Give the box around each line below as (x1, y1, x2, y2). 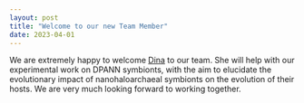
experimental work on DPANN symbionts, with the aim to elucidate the (9, 64, 272, 75)
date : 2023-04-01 (9, 30, 75, 39)
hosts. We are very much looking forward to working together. (9, 83, 242, 95)
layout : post (9, 13, 59, 23)
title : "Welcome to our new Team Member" (9, 22, 169, 31)
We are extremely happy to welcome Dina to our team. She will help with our (9, 55, 295, 66)
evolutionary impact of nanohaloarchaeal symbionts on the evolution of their (9, 74, 295, 85)
